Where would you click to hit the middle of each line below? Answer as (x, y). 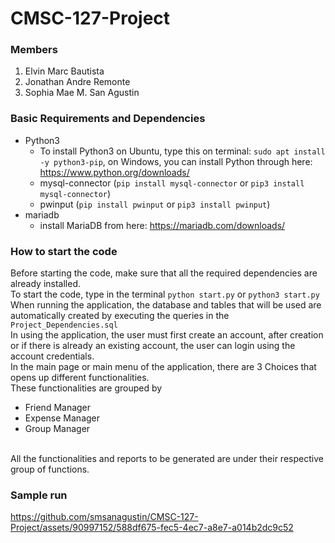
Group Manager (57, 429)
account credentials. (52, 356)
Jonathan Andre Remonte (77, 82)
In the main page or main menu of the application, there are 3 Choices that (163, 367)
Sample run (39, 495)
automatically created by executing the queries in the (120, 316)
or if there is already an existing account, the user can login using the (153, 346)
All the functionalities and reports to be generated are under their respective (167, 459)
